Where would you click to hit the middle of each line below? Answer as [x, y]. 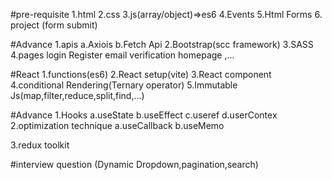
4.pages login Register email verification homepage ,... [122, 55]
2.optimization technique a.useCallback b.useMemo [117, 125]
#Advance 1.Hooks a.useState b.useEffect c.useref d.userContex [144, 115]
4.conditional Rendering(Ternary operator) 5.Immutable [124, 85]
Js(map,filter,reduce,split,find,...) [77, 95]
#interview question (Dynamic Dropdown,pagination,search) [134, 164]
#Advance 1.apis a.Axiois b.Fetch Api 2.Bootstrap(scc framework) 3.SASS [162, 44]
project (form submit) [54, 25]
